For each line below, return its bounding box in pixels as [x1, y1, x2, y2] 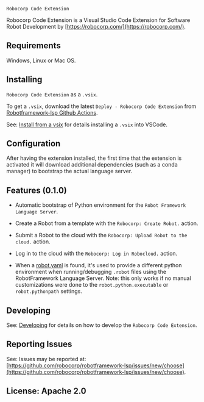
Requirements [6, 40, 61, 51]
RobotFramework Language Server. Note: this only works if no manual [15, 275, 191, 282]
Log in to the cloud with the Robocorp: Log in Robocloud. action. [15, 250, 178, 257]
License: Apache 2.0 [6, 386, 86, 397]
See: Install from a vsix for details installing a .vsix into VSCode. [6, 121, 168, 128]
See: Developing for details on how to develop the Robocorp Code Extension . [6, 321, 197, 329]
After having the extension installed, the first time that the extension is [6, 154, 182, 162]
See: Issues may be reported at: [6, 355, 86, 362]
